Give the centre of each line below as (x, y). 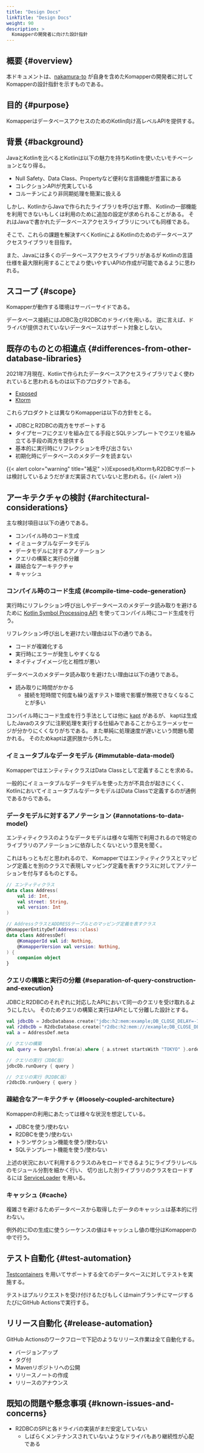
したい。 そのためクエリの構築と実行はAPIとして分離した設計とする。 (104, 1010)
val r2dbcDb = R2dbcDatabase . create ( (54, 1027)
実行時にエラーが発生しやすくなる (58, 654)
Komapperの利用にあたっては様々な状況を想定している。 (77, 1114)
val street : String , (43, 902)
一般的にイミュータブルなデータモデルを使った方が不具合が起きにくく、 (97, 783)
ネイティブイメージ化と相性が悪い (57, 662)
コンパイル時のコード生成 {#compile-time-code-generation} (97, 591)
